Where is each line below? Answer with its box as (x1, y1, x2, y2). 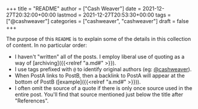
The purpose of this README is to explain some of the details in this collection (6, 36, 191, 42)
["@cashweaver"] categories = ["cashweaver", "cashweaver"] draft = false (6, 18, 189, 24)
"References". (14, 97, 49, 104)
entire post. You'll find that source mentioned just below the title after (14, 91, 183, 98)
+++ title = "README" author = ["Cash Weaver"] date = (6, 5, 142, 12)
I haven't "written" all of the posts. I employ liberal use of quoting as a (14, 53, 185, 60)
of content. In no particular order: (6, 41, 87, 49)
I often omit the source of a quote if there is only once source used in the (14, 85, 193, 91)
